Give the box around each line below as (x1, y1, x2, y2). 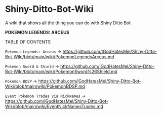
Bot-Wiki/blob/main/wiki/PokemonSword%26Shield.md (5, 68, 118, 75)
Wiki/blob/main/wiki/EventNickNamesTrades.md (5, 103, 104, 109)
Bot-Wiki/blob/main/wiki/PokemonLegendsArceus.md (5, 53, 115, 60)
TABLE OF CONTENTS (5, 38, 51, 45)
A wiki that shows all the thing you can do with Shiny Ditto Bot (5, 20, 131, 26)
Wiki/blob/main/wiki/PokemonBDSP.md (5, 83, 85, 89)
